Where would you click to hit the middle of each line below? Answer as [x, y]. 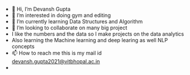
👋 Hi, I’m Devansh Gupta [41, 9]
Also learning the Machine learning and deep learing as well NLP [90, 40]
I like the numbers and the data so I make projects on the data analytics [98, 34]
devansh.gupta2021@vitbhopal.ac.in [56, 61]
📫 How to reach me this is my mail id [57, 53]
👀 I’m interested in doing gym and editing [61, 15]
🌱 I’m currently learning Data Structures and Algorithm [77, 21]
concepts [23, 46]
